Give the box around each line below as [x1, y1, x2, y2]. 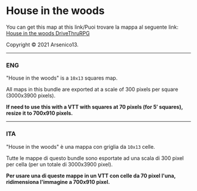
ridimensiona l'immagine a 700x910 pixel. [6, 178, 110, 185]
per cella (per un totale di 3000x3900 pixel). [6, 161, 113, 168]
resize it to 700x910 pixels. [6, 110, 73, 117]
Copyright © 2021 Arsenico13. [6, 41, 79, 48]
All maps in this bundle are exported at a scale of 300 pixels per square [6, 86, 179, 93]
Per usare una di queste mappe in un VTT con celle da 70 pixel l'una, [6, 172, 176, 179]
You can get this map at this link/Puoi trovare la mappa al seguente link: [6, 23, 179, 30]
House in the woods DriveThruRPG [6, 29, 90, 36]
